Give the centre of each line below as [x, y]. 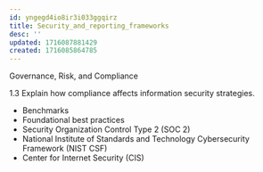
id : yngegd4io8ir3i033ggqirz [63, 17]
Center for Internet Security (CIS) [83, 158]
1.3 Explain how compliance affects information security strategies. [132, 94]
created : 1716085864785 [53, 51]
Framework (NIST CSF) [65, 149]
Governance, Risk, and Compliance [74, 76]
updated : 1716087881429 [53, 42]
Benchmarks [45, 111]
